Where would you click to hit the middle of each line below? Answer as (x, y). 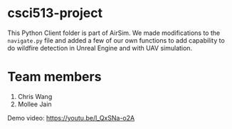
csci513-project (55, 13)
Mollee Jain (35, 104)
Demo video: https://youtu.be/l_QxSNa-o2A (71, 118)
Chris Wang (35, 96)
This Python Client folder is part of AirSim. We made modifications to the (114, 33)
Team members (54, 77)
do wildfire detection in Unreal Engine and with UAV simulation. (100, 48)
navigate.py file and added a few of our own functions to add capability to (116, 40)
